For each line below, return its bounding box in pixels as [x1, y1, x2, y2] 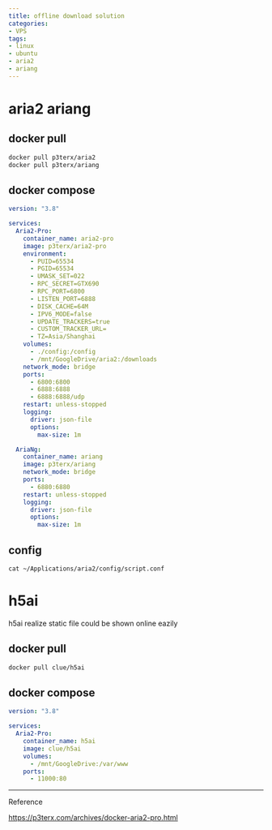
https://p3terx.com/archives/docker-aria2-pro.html [8, 813, 178, 823]
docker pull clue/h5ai [8, 663, 85, 672]
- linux [8, 42, 35, 50]
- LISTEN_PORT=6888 [29, 295, 96, 303]
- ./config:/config [29, 348, 96, 356]
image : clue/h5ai [23, 744, 82, 753]
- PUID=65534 [29, 257, 74, 265]
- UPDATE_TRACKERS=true [29, 317, 111, 325]
